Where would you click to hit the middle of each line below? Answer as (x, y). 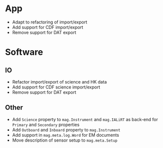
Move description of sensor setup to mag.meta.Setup (65, 140)
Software (24, 52)
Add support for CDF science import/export (56, 87)
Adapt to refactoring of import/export (49, 22)
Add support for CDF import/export (47, 27)
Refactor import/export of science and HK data (59, 82)
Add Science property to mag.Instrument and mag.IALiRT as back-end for (85, 119)
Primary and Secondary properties (46, 125)
